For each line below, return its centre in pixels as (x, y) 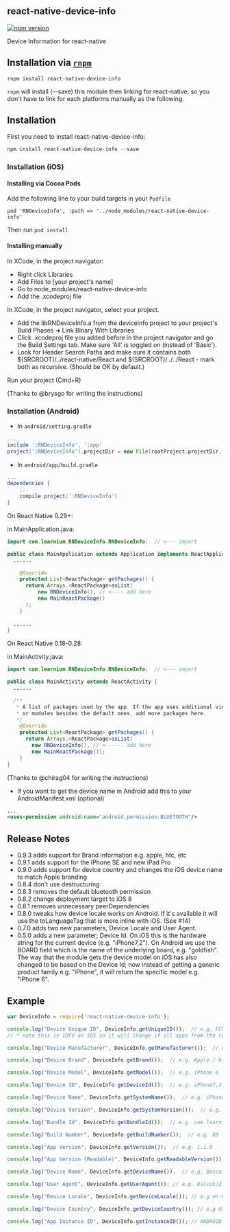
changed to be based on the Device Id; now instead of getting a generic (118, 965)
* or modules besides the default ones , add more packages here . (111, 713)
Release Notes (39, 839)
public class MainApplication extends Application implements (98, 554)
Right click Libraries (45, 274)
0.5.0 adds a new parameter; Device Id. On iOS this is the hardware (112, 936)
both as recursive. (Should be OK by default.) (81, 366)
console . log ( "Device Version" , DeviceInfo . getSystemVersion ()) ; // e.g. (115, 1110)
